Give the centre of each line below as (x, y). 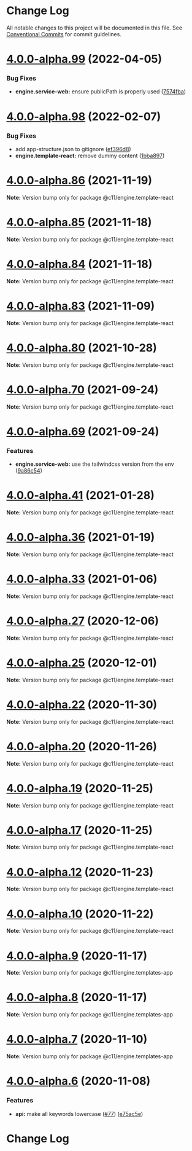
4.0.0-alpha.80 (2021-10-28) (82, 348)
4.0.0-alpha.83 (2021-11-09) (81, 306)
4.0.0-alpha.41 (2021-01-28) (80, 496)
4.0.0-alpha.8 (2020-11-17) (77, 998)
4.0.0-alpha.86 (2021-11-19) (79, 180)
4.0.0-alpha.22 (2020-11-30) (82, 705)
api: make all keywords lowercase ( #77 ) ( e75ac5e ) (79, 1114)
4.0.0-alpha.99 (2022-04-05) (84, 59)
